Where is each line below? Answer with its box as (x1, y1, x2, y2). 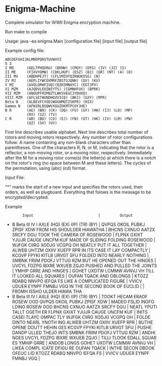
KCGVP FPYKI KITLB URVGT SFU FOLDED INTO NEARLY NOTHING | (12, 252, 149, 258)
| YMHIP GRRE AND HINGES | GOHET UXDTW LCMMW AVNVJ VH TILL (12, 268, 155, 273)
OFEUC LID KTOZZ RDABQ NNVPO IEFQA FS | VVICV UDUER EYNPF (12, 350, 150, 356)
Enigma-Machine (5, 3, 76, 15)
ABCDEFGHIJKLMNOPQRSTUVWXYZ (5, 57, 62, 62)
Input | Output (22, 213, 133, 218)
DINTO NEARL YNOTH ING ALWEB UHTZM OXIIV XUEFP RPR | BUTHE (12, 319, 153, 325)
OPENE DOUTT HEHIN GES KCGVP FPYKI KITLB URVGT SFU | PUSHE (12, 324, 152, 330)
